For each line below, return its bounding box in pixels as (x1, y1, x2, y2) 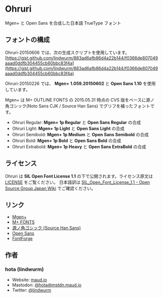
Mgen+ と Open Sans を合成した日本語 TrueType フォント (5, 20, 121, 26)
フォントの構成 (5, 35, 50, 44)
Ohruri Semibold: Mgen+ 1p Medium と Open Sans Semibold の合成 (12, 131, 149, 137)
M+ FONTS (12, 219, 35, 225)
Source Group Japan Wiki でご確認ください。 (5, 185, 96, 191)
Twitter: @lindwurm (12, 287, 51, 293)
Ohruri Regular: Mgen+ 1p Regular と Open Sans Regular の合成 (12, 119, 141, 125)
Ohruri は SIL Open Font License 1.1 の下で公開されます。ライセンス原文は (5, 173, 153, 179)
